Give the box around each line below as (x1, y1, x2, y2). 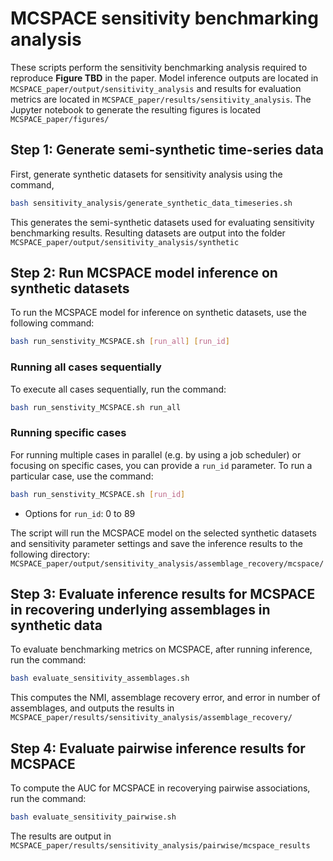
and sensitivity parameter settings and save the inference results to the (10, 537, 303, 549)
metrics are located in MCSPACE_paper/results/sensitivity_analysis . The (10, 93, 312, 105)
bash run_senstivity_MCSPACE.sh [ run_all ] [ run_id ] (10, 337, 230, 347)
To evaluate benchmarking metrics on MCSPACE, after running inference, (10, 643, 313, 656)
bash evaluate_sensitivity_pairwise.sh (10, 812, 177, 822)
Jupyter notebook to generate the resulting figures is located (10, 103, 262, 116)
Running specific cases (10, 426, 127, 440)
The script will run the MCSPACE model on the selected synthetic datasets (10, 527, 317, 539)
